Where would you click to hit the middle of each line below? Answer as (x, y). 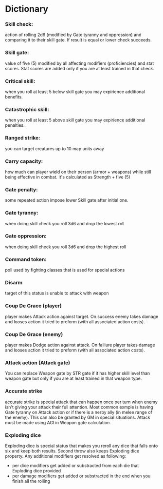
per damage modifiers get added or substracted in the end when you (81, 476)
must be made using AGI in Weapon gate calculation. (58, 422)
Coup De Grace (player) (33, 306)
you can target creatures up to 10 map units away (55, 148)
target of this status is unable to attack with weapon (57, 293)
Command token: (26, 259)
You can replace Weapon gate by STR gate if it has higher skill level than (78, 373)
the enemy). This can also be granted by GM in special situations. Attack (78, 417)
